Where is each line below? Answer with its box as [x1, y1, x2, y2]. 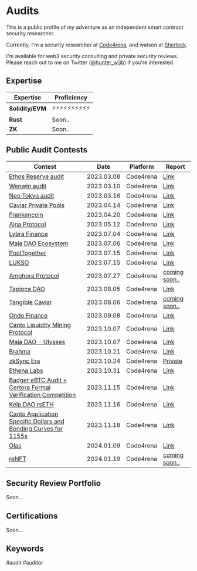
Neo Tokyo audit [9, 191, 55, 199]
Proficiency [55, 93, 88, 101]
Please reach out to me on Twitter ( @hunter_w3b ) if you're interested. [6, 59, 175, 66]
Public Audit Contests [6, 145, 88, 155]
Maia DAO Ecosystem [9, 239, 69, 248]
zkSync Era [9, 357, 40, 365]
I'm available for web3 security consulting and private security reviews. [6, 52, 179, 59]
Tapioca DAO [9, 285, 45, 293]
